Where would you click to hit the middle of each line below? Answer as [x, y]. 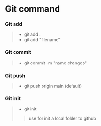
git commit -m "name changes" [55, 63]
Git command [33, 9]
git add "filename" [42, 40]
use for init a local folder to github [63, 118]
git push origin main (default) [53, 86]
